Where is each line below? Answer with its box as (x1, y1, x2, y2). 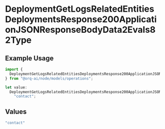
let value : (5, 85, 27, 90)
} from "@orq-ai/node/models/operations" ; (5, 76, 93, 81)
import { (5, 67, 23, 72)
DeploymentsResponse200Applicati (5, 14, 157, 25)
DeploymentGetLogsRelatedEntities (5, 3, 155, 15)
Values (5, 107, 27, 116)
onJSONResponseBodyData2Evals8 (5, 24, 156, 35)
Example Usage (5, 54, 54, 62)
